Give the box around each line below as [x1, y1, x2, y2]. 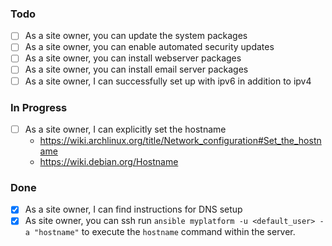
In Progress [10, 100, 68, 114]
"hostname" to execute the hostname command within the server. [34, 226, 296, 238]
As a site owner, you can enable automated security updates [24, 41, 275, 53]
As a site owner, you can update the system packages [24, 30, 248, 42]
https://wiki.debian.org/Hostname [39, 155, 179, 167]
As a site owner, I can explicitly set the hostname [24, 123, 227, 135]
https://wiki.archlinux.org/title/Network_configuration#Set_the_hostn [39, 134, 322, 146]
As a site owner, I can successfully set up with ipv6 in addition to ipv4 [24, 75, 312, 87]
